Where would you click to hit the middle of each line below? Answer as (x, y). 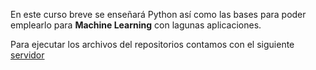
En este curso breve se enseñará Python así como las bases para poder (158, 14)
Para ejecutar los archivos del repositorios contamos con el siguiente (152, 44)
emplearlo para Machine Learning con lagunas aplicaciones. (136, 25)
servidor (27, 55)
